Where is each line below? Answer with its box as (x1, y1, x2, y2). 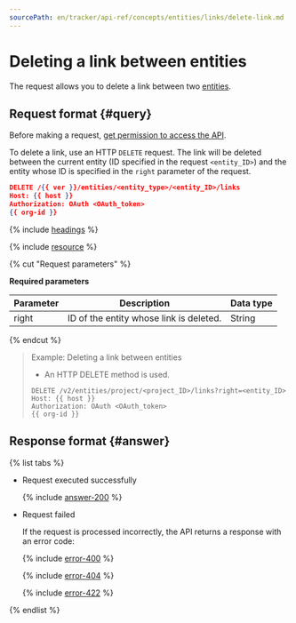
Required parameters (9, 276, 90, 286)
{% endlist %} (9, 604, 60, 615)
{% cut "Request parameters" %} (9, 259, 132, 269)
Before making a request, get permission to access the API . (9, 130, 227, 140)
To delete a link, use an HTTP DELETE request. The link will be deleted (9, 148, 262, 158)
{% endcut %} (9, 334, 62, 345)
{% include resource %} (9, 241, 98, 252)
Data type (229, 297, 273, 309)
